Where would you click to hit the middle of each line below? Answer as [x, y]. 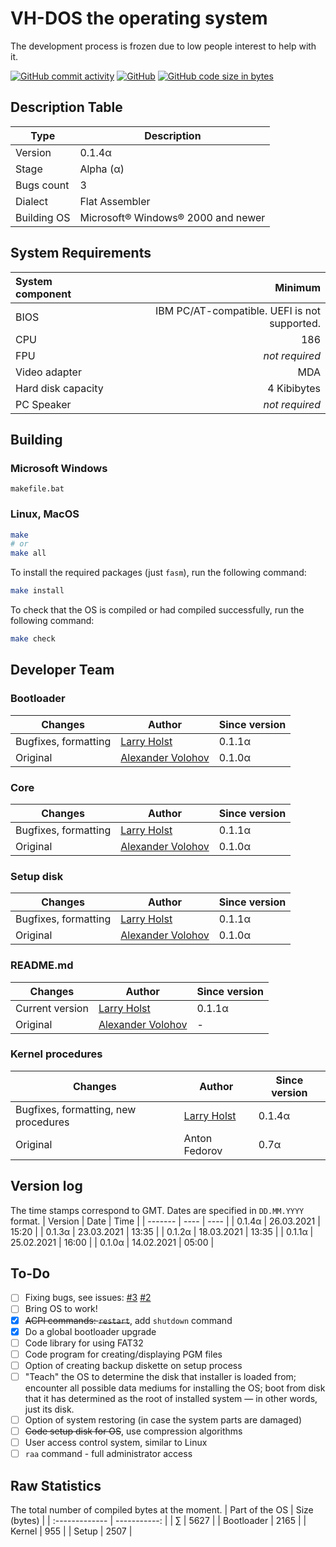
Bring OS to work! [61, 1309]
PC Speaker [43, 404]
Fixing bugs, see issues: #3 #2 [88, 1298]
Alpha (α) [102, 169]
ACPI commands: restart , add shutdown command [128, 1320]
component [43, 294]
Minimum [297, 287]
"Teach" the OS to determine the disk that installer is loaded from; [160, 1376]
